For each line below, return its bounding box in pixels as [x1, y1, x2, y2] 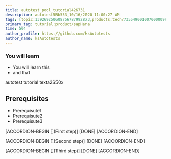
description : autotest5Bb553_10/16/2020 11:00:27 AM [5, 12, 120, 17]
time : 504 [5, 26, 26, 31]
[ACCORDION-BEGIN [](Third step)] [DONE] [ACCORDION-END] [5, 148, 140, 154]
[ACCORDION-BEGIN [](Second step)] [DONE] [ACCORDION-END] [5, 138, 145, 144]
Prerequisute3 [12, 118, 43, 124]
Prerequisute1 [12, 107, 42, 113]
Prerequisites [5, 94, 49, 103]
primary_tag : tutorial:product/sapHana [5, 21, 90, 27]
